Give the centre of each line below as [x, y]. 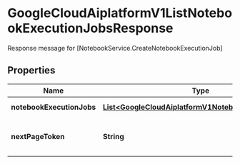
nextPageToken [38, 136]
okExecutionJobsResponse [90, 28]
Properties [31, 70]
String [114, 136]
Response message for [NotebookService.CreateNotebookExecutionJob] [115, 48]
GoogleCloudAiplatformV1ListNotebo [120, 13]
